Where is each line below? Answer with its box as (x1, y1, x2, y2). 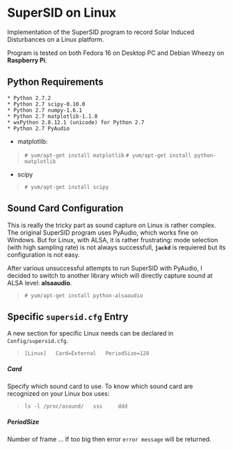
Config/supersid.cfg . (7, 337, 69, 345)
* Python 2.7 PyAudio (7, 125, 70, 132)
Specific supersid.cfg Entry (7, 310, 129, 322)
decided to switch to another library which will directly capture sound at (7, 271, 214, 279)
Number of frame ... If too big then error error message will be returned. (7, 435, 212, 444)
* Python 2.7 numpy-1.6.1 (7, 106, 82, 114)
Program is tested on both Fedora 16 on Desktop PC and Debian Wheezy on (7, 49, 225, 57)
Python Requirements (7, 76, 104, 88)
